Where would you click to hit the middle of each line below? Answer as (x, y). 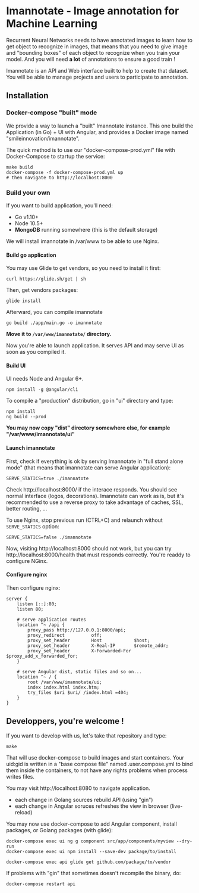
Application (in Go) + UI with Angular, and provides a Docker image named (97, 132)
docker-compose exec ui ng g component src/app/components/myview (90, 841)
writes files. (20, 776)
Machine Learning (52, 24)
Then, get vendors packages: (42, 290)
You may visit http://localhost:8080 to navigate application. (78, 788)
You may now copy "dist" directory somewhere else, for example (88, 428)
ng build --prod (26, 417)
